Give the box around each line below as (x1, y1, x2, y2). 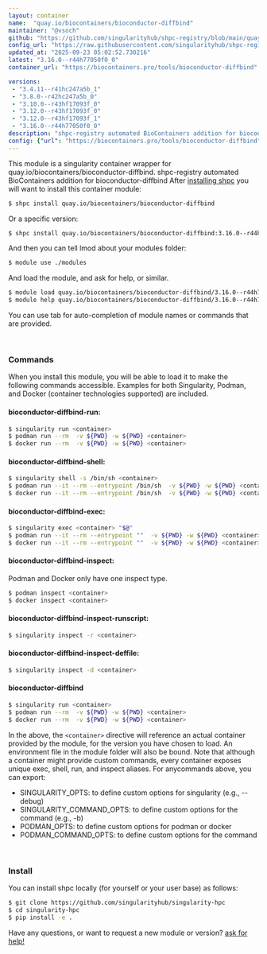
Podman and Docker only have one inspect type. (8, 573, 168, 583)
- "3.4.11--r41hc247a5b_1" (11, 85, 102, 93)
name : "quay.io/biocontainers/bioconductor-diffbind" (8, 19, 194, 27)
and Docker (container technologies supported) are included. (8, 389, 209, 398)
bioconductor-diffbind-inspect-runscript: (8, 614, 149, 623)
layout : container (8, 11, 69, 20)
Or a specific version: (8, 214, 79, 223)
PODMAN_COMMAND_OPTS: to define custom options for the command (19, 830, 257, 840)
